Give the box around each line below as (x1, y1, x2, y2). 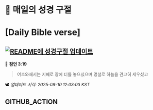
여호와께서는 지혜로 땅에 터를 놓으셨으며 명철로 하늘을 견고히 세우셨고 (17, 71, 148, 78)
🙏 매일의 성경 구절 (5, 4, 72, 16)
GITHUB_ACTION (5, 97, 58, 106)
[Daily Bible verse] (5, 27, 81, 38)
